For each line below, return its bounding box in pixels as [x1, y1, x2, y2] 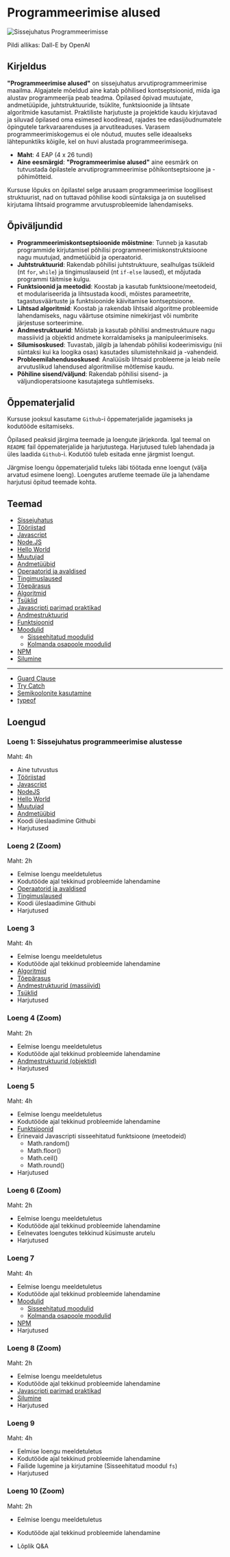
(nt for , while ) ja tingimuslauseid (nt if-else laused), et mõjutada [16, 268, 201, 276]
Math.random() [27, 1139, 70, 1147]
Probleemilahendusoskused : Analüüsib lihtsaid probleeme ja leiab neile [16, 355, 221, 363]
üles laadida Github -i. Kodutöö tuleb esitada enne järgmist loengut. [7, 450, 195, 458]
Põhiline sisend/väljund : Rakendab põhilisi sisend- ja [16, 369, 168, 378]
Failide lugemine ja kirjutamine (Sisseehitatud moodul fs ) [16, 1462, 178, 1470]
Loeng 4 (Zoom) [7, 1014, 62, 1023]
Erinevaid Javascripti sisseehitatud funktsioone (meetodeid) [16, 1132, 187, 1140]
